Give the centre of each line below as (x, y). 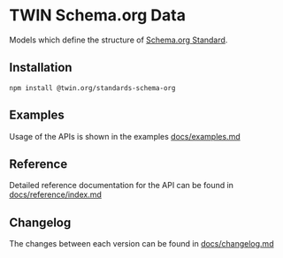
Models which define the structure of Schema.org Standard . (119, 40)
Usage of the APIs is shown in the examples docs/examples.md (125, 136)
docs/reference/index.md (55, 194)
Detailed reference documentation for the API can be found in (122, 186)
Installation (41, 68)
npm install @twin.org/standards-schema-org (92, 88)
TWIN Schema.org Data (97, 15)
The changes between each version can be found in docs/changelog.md (141, 244)
